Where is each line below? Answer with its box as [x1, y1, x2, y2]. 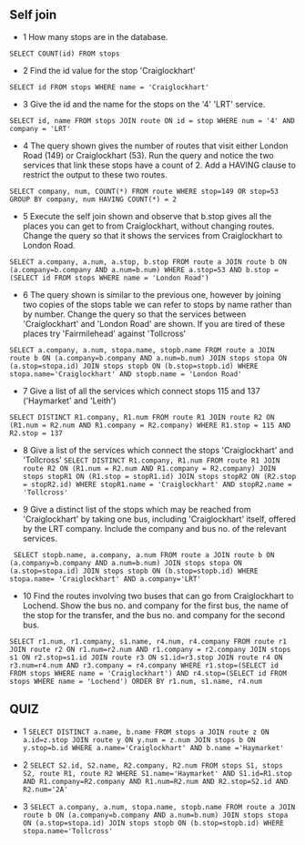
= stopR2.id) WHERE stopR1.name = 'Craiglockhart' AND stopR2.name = [22, 480, 293, 489]
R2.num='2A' [22, 785, 68, 794]
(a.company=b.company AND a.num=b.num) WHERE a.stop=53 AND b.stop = [9, 265, 280, 274]
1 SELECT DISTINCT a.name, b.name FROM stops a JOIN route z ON [22, 726, 269, 737]
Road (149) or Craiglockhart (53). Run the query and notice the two [22, 149, 275, 160]
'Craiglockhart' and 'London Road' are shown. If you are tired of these [22, 318, 285, 329]
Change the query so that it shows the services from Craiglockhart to [22, 229, 283, 240]
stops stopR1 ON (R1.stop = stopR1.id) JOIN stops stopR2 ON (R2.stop [22, 472, 297, 481]
